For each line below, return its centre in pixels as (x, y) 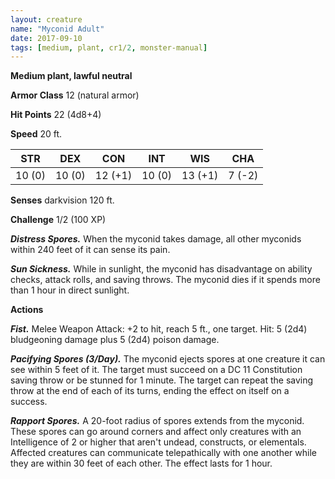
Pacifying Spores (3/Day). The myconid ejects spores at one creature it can (168, 359)
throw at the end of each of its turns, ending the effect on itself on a (150, 391)
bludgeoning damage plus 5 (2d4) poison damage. (115, 340)
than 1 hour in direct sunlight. (70, 290)
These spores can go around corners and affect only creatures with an (156, 432)
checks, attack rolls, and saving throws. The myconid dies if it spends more (165, 280)
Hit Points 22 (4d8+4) (56, 115)
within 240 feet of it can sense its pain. (90, 250)
